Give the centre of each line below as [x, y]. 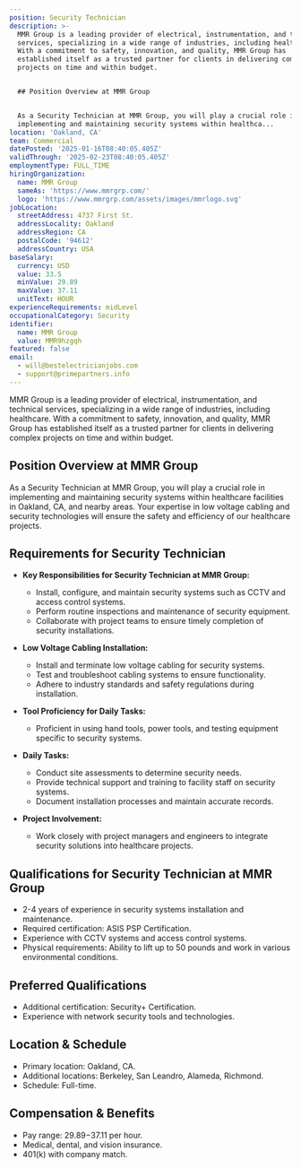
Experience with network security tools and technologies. [129, 1017]
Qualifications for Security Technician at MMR [141, 874]
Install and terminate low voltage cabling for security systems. [150, 665]
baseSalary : [31, 257]
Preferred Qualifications [78, 986]
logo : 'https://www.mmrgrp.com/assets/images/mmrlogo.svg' [130, 199]
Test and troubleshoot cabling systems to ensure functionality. [150, 675]
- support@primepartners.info [73, 374]
